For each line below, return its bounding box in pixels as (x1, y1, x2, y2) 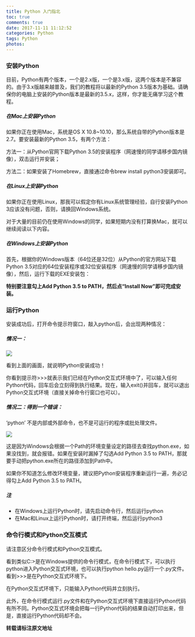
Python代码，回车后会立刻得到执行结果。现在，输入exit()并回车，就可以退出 (6, 382, 190, 389)
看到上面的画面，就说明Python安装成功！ (6, 362, 105, 369)
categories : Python (6, 30, 54, 36)
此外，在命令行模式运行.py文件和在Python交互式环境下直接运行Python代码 (6, 597, 186, 604)
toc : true (6, 14, 30, 20)
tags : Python (6, 36, 38, 42)
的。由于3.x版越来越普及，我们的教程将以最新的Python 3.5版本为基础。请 (6, 83, 183, 91)
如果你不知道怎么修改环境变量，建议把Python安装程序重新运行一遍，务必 (6, 470, 183, 477)
